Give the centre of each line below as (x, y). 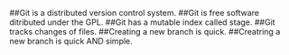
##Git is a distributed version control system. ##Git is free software (135, 13)
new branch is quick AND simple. (71, 41)
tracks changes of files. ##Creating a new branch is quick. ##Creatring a (145, 31)
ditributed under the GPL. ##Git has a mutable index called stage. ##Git (142, 22)
